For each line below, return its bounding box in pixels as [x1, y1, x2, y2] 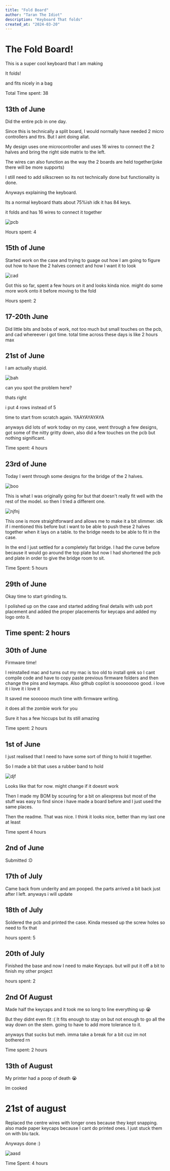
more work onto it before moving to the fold [5, 287, 96, 294]
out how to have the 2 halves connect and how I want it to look [5, 262, 136, 269]
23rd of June [5, 460, 47, 468]
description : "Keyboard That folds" [5, 17, 83, 22]
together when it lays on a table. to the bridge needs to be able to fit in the [5, 529, 160, 535]
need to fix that [5, 924, 37, 930]
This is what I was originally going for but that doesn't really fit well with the [5, 493, 163, 499]
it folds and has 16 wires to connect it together [5, 209, 103, 215]
